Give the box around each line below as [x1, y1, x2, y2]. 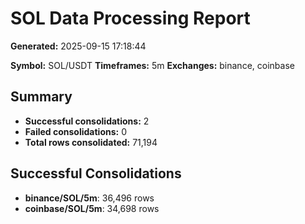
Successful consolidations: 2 [24, 115, 150, 127]
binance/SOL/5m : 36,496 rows [24, 192, 155, 204]
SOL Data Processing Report [10, 7, 251, 30]
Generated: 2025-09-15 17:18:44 [10, 40, 147, 52]
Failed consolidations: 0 [24, 125, 128, 137]
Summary [10, 88, 73, 106]
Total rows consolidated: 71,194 [24, 136, 158, 148]
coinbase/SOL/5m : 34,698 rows [24, 202, 160, 214]
